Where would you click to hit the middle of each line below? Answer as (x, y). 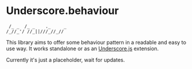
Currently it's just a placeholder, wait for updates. (66, 60)
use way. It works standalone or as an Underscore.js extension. (83, 49)
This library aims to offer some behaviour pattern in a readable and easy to (96, 42)
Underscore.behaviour (62, 11)
